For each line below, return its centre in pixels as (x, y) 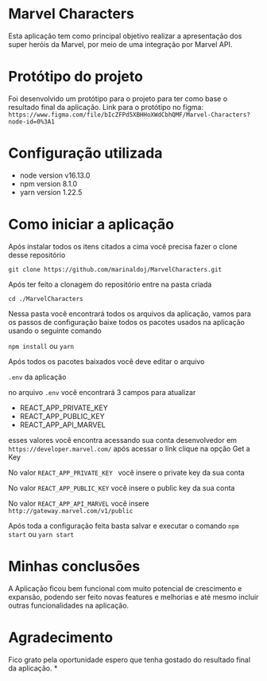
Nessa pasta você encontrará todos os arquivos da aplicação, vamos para (130, 313)
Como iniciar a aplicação (91, 225)
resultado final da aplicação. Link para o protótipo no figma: (106, 107)
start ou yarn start (41, 534)
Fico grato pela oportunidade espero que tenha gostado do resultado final (130, 659)
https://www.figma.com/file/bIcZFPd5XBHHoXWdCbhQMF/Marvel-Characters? (129, 115)
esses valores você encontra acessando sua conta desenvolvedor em (122, 440)
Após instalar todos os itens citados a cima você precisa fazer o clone (123, 246)
